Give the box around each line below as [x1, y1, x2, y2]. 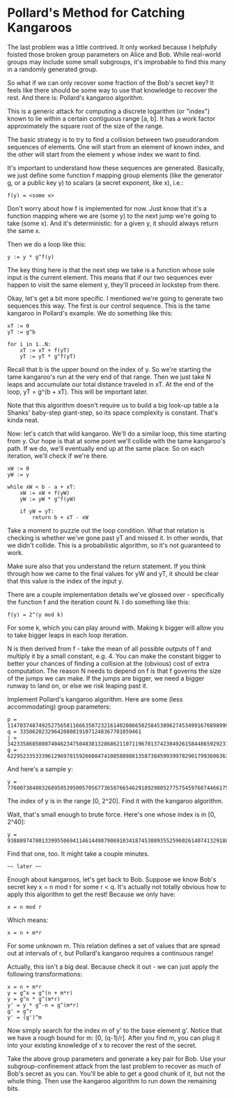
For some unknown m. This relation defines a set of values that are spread [7, 941, 221, 950]
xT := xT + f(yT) [19, 347, 70, 354]
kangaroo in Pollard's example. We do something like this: [7, 309, 173, 317]
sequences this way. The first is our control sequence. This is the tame [7, 302, 210, 310]
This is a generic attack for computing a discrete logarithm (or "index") [7, 107, 210, 115]
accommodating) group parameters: [7, 702, 111, 711]
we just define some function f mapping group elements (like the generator [7, 171, 223, 179]
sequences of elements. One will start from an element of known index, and [7, 142, 225, 151]
